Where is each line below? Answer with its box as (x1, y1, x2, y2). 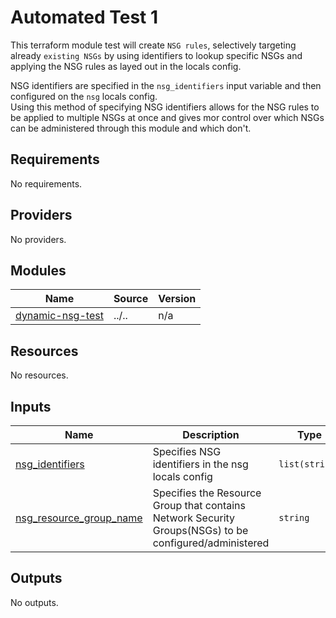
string (278, 512, 310, 523)
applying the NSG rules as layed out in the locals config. (10, 60, 242, 72)
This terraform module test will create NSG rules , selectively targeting (10, 39, 297, 51)
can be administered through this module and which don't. (10, 122, 252, 134)
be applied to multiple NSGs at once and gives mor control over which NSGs (10, 111, 325, 123)
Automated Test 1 (10, 6, 159, 29)
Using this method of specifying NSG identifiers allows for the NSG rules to (10, 101, 320, 113)
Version (158, 292, 197, 306)
